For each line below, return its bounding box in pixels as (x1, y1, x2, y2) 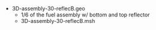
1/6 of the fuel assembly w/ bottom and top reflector (20, 11, 150, 18)
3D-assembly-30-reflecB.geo (11, 5, 85, 12)
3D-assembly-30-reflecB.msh (20, 18, 95, 24)
